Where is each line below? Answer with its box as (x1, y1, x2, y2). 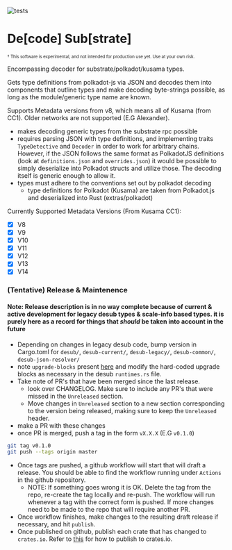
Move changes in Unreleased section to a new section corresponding (27, 399, 225, 408)
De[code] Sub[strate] (7, 31, 132, 47)
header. (27, 414, 50, 422)
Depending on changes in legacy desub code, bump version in (17, 340, 197, 349)
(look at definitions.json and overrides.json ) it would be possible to (17, 156, 217, 165)
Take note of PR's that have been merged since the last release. (17, 377, 200, 385)
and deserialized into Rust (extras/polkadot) (27, 193, 154, 201)
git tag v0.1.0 (7, 442, 51, 449)
